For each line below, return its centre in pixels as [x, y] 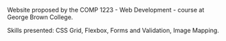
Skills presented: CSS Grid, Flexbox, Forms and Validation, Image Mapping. [113, 30]
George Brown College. [40, 17]
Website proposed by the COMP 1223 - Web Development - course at [106, 10]
